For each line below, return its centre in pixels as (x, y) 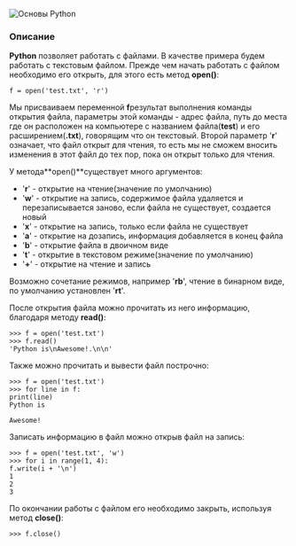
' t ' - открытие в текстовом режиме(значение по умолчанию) (138, 255)
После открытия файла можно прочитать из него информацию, (130, 308)
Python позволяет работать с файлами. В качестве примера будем (137, 56)
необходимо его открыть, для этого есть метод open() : (114, 74)
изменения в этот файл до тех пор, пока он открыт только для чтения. (142, 154)
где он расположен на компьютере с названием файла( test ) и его (135, 126)
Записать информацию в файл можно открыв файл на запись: (127, 437)
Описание (32, 36)
